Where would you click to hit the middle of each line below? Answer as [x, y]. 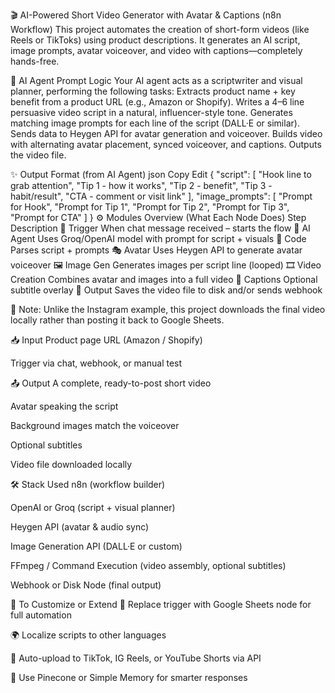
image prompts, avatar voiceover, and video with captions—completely [156, 50]
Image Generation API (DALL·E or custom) [96, 546]
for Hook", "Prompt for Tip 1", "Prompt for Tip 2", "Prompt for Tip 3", [150, 207]
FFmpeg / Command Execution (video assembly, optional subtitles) [148, 565]
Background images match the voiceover [95, 425]
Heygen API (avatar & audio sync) [80, 527]
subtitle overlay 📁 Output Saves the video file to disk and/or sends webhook [166, 290]
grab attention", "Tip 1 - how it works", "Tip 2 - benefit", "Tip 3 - [141, 185]
